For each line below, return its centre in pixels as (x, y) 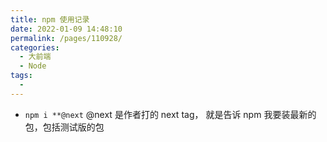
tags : (21, 76)
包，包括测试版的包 (64, 127)
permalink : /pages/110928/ (66, 38)
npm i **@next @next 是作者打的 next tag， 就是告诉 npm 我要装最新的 (170, 114)
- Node (33, 66)
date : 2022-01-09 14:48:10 (66, 29)
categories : (35, 47)
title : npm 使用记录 (50, 19)
